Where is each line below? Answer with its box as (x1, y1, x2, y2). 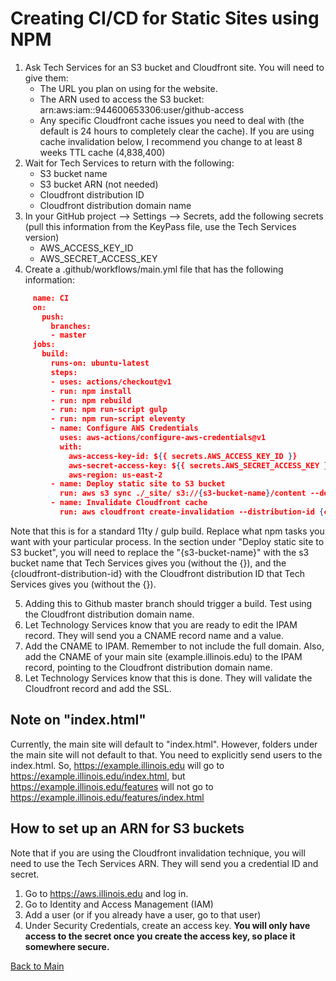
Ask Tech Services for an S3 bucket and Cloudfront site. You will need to (24, 61, 325, 73)
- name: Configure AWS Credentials (50, 423, 199, 434)
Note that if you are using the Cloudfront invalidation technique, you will (10, 847, 306, 859)
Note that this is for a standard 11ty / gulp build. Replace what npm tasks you (10, 525, 325, 537)
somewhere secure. (24, 940, 110, 952)
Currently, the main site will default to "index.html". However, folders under (10, 738, 318, 750)
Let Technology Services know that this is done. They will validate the (24, 672, 313, 684)
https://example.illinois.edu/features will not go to (10, 780, 214, 792)
